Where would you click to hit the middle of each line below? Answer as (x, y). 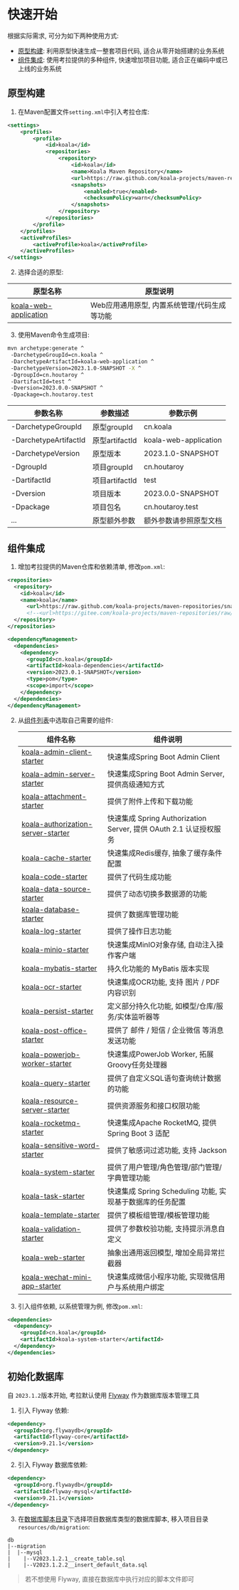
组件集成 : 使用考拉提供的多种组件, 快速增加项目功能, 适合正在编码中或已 (123, 59)
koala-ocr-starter (51, 987)
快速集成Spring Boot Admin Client (164, 757)
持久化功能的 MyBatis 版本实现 (158, 968)
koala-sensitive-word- (60, 1145)
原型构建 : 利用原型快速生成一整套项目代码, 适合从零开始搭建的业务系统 (121, 51)
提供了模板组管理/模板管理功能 (158, 1215)
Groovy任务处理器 (137, 1065)
